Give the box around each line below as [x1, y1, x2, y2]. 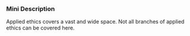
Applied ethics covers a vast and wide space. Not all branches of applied [6, 18, 185, 25]
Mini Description [6, 5, 55, 13]
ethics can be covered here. [6, 24, 75, 31]
